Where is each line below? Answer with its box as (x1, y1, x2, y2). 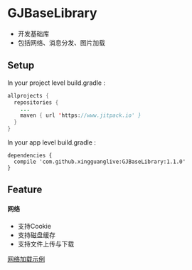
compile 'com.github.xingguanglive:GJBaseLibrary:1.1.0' (14, 158, 186, 165)
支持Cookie (17, 222, 52, 230)
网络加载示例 (7, 254, 45, 263)
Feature (7, 184, 43, 196)
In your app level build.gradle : (7, 138, 96, 147)
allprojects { (7, 92, 50, 99)
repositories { (14, 98, 59, 106)
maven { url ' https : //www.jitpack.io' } (20, 112, 142, 119)
